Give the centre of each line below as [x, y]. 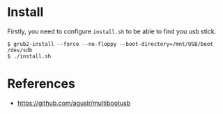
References [41, 84]
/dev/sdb [20, 50]
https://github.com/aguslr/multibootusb [74, 103]
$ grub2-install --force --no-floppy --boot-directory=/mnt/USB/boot [110, 44]
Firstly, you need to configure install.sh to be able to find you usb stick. [112, 31]
